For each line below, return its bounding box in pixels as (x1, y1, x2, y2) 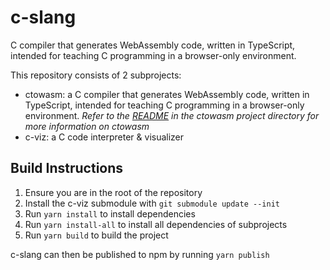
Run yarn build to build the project (24, 229, 169, 241)
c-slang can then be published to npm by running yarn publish (10, 248, 270, 260)
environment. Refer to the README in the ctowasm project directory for (24, 109, 320, 121)
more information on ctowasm (24, 120, 150, 132)
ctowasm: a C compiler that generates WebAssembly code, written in (24, 88, 310, 100)
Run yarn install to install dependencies (24, 207, 196, 220)
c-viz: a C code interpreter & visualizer (24, 131, 185, 143)
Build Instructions (10, 160, 124, 177)
